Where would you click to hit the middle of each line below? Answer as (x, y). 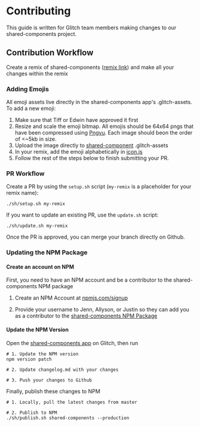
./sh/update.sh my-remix (37, 226)
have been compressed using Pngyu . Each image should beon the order (104, 133)
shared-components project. (41, 33)
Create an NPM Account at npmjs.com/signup (71, 298)
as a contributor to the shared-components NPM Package (86, 316)
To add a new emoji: (31, 108)
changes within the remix (37, 74)
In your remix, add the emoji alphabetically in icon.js (79, 152)
